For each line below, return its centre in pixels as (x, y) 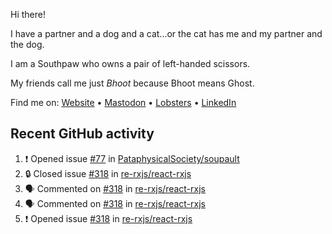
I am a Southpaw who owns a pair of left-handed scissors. (130, 63)
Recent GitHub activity (82, 134)
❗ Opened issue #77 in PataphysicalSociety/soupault (132, 158)
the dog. (27, 44)
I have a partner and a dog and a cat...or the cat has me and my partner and (166, 33)
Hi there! (28, 14)
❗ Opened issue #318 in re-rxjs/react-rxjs (108, 218)
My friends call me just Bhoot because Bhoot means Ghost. (132, 83)
